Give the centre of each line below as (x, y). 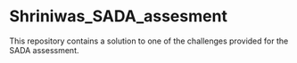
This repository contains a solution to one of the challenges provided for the (149, 41)
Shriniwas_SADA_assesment (118, 16)
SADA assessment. (44, 50)
